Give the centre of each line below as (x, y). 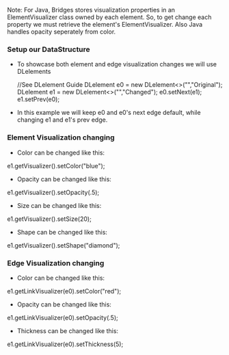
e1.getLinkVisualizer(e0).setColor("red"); (64, 291)
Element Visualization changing (61, 137)
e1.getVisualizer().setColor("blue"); (56, 166)
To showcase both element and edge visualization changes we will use (117, 64)
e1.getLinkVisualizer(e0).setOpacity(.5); (63, 317)
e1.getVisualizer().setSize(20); (50, 219)
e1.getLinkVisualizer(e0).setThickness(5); (65, 344)
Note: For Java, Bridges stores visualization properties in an (91, 10)
